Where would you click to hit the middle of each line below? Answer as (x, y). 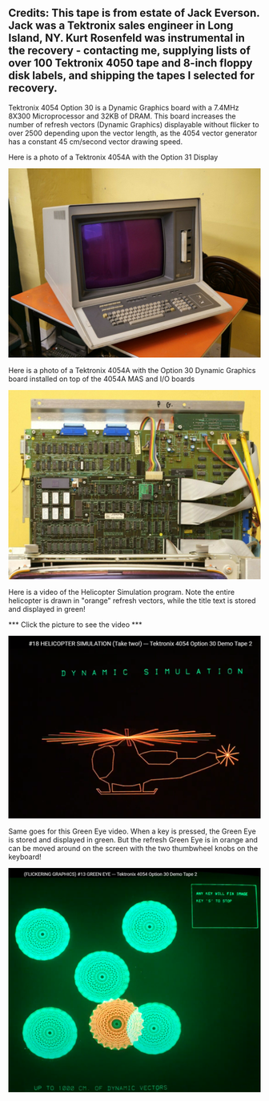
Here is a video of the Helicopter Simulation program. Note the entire (121, 592)
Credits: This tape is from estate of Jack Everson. (134, 13)
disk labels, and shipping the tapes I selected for (131, 76)
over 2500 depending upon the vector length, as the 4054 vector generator (133, 133)
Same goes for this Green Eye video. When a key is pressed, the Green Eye (132, 831)
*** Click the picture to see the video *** (75, 625)
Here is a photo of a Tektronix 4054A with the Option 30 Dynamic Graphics (132, 370)
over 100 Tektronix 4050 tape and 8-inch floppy (130, 63)
